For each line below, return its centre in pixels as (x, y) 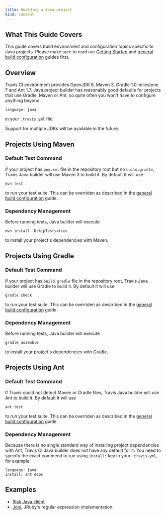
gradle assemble (22, 343)
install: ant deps (24, 475)
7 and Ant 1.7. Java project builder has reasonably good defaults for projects (83, 90)
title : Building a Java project (39, 10)
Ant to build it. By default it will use (41, 398)
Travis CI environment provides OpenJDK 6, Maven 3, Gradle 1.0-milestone (82, 85)
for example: (18, 461)
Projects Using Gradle (40, 256)
